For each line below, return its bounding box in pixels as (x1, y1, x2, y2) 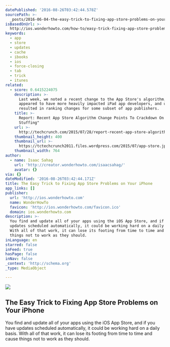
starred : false (5, 242, 37, 247)
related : (5, 82, 24, 87)
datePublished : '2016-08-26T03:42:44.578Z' (5, 7, 99, 13)
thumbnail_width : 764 (14, 148, 60, 154)
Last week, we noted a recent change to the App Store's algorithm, (18, 96, 166, 102)
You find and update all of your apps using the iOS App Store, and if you (5, 319, 155, 326)
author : (5, 153, 22, 158)
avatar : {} (14, 167, 37, 172)
